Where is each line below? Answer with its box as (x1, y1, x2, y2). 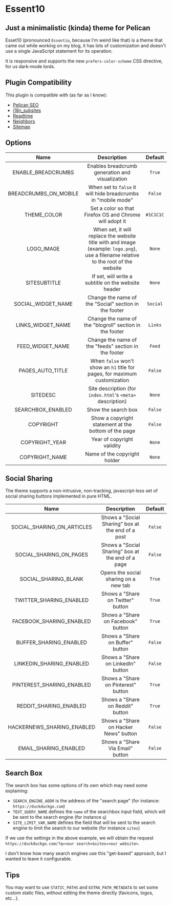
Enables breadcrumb (87, 162, 137, 169)
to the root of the (92, 258, 133, 265)
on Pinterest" (104, 681, 137, 688)
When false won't (90, 357, 134, 364)
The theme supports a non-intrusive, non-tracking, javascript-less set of (5, 488, 158, 494)
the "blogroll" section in (83, 321, 141, 328)
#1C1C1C (145, 211, 164, 218)
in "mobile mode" (91, 196, 133, 203)
